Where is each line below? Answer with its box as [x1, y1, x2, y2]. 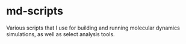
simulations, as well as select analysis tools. [6, 30, 116, 37]
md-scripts [6, 4, 63, 18]
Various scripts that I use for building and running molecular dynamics [6, 24, 181, 31]
